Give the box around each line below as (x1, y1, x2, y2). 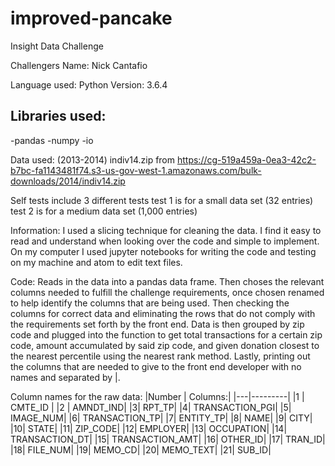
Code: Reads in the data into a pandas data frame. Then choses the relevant (10, 275, 325, 287)
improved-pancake (10, 7, 173, 30)
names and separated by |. (10, 371, 121, 383)
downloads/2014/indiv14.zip (10, 175, 126, 187)
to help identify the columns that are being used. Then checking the (10, 297, 290, 309)
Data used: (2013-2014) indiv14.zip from (10, 153, 176, 166)
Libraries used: (10, 108, 107, 125)
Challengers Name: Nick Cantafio (10, 59, 148, 71)
